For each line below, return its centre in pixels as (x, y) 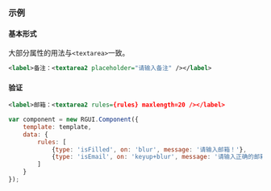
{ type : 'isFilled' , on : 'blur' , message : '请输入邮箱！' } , (149, 149)
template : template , (57, 127)
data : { (35, 135)
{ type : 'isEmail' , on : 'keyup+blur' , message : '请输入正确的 (152, 157)
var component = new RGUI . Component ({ (73, 120)
